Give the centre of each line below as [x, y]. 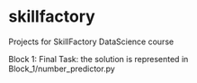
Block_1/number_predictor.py [62, 69]
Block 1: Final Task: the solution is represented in [98, 59]
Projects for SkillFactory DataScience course [91, 41]
